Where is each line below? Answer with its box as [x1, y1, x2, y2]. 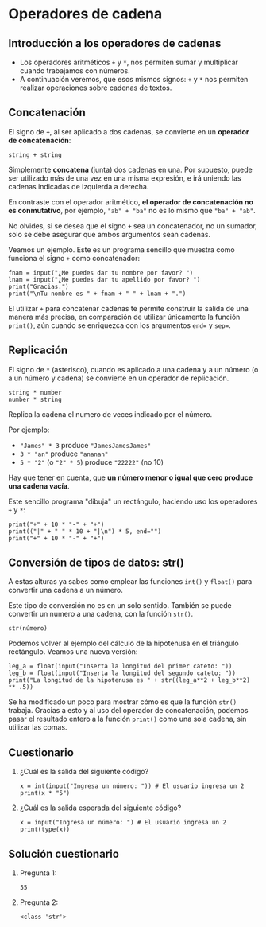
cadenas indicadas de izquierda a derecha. [8, 181, 149, 191]
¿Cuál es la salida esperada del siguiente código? [19, 803, 182, 812]
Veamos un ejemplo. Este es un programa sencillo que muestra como [8, 244, 236, 255]
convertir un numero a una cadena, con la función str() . [8, 610, 194, 619]
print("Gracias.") [8, 282, 69, 290]
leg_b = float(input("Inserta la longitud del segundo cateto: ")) [8, 669, 237, 677]
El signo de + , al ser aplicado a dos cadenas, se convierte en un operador [8, 127, 249, 136]
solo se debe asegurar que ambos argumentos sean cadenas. [8, 229, 211, 239]
